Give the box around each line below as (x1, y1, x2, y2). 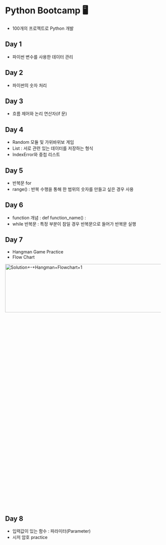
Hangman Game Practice (12, 248, 64, 254)
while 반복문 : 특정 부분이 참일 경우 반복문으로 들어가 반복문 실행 (12, 221, 136, 227)
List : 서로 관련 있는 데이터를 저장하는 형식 (12, 145, 93, 151)
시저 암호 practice (12, 535, 48, 541)
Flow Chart (12, 254, 35, 260)
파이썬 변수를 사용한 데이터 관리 (12, 54, 73, 60)
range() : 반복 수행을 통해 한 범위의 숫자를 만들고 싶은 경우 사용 (12, 186, 134, 192)
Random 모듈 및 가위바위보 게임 (12, 139, 74, 145)
